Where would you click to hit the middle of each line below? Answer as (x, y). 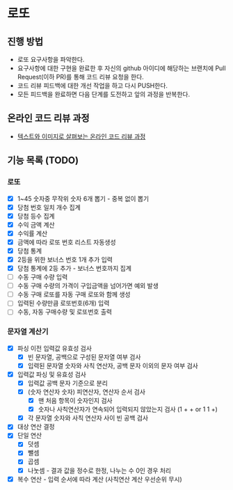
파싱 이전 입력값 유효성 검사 (55, 348)
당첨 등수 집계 (36, 216)
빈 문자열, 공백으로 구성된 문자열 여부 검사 (84, 357)
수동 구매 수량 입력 (42, 277)
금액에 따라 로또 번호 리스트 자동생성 (66, 242)
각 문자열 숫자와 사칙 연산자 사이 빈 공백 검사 (88, 418)
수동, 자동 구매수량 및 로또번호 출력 (65, 312)
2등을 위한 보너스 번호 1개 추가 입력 (65, 259)
